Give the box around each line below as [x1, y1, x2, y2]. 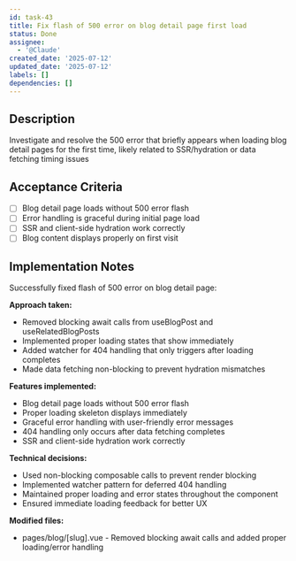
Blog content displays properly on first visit [21, 233, 178, 243]
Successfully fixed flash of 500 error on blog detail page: [9, 282, 217, 293]
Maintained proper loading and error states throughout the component [21, 488, 278, 500]
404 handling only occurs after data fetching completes [21, 427, 225, 437]
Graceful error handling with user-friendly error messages [21, 417, 234, 427]
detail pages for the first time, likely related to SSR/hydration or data [9, 144, 256, 155]
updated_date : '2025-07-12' [9, 63, 113, 72]
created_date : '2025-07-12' [9, 54, 113, 63]
